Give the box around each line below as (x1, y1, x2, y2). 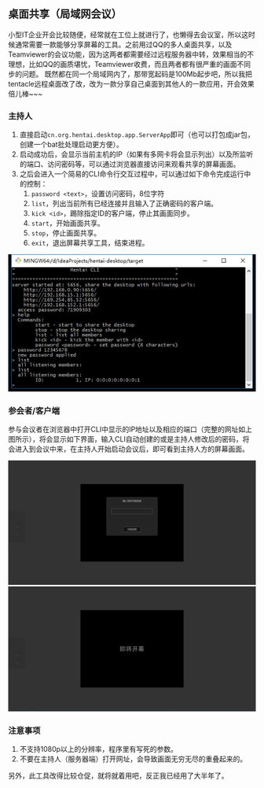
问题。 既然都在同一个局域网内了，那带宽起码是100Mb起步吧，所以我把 (21, 69, 253, 79)
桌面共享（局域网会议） (8, 7, 122, 21)
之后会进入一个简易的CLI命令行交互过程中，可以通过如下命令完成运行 (19, 169, 244, 179)
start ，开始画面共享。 (31, 219, 104, 228)
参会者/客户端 (8, 405, 60, 416)
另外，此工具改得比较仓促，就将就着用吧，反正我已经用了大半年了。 (8, 771, 229, 781)
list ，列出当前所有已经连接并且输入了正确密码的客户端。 (31, 199, 218, 209)
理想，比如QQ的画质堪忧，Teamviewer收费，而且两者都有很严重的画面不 (8, 59, 244, 68)
